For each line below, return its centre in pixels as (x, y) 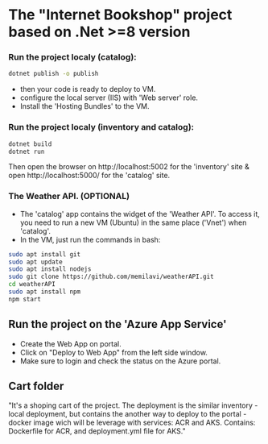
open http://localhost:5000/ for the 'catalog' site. (89, 176)
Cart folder (36, 386)
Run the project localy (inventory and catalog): (101, 127)
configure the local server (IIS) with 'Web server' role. (109, 98)
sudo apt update (35, 262)
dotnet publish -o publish (54, 74)
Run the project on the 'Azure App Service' (118, 324)
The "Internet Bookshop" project (120, 15)
